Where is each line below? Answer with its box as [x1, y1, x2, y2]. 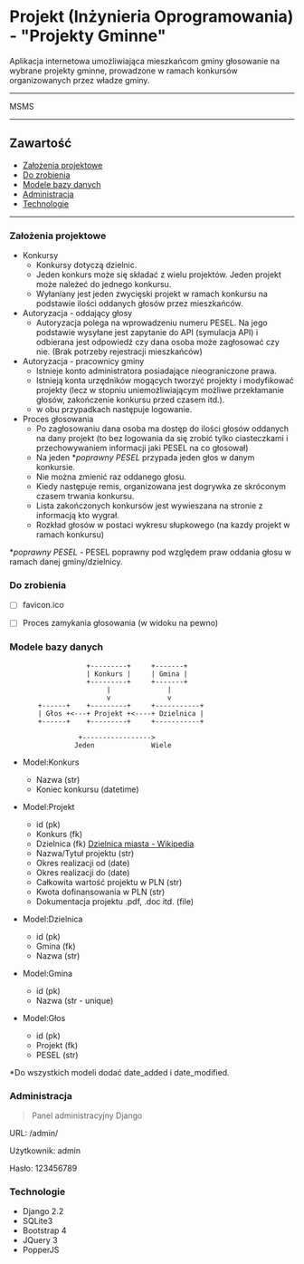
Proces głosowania [22, 414, 94, 425]
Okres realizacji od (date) [35, 857, 130, 868]
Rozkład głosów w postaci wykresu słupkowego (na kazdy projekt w [35, 519, 290, 531]
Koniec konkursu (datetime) [35, 784, 139, 795]
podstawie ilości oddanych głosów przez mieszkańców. [35, 298, 243, 309]
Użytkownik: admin [9, 1145, 81, 1156]
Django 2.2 [22, 1206, 64, 1217]
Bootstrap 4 [22, 1225, 67, 1236]
